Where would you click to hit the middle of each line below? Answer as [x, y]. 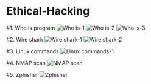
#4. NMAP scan [26, 63]
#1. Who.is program [31, 28]
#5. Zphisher [22, 74]
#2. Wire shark [25, 39]
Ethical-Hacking [48, 11]
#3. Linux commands [33, 51]
